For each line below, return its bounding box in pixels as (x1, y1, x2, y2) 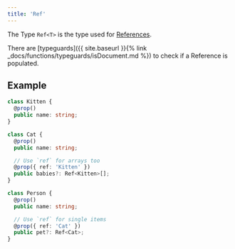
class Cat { (7, 131, 43, 138)
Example (7, 80, 47, 92)
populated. (7, 58, 39, 68)
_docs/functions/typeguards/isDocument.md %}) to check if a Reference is (7, 51, 228, 60)
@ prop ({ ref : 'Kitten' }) (14, 164, 91, 171)
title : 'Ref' (7, 10, 46, 18)
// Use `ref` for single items (14, 216, 107, 223)
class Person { (7, 190, 53, 197)
